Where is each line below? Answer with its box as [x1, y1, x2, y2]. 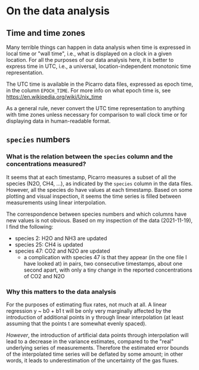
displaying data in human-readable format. [6, 117, 111, 125]
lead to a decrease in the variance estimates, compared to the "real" [6, 338, 174, 345]
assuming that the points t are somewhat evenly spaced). [6, 320, 147, 327]
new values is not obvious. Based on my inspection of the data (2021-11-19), [6, 216, 193, 224]
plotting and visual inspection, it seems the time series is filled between [6, 192, 182, 200]
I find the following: [6, 223, 54, 230]
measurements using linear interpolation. [6, 198, 107, 206]
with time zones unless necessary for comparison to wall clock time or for [6, 111, 188, 118]
